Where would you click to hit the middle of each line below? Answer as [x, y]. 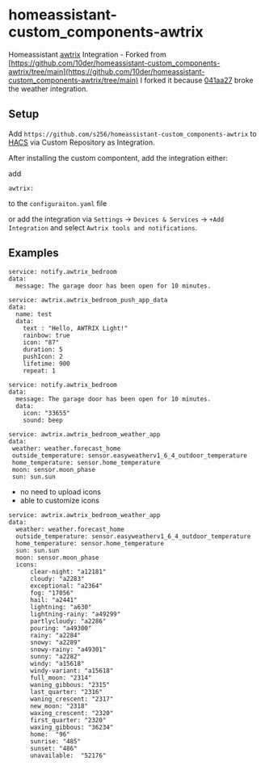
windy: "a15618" [57, 663]
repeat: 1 [40, 370]
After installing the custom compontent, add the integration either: [118, 158]
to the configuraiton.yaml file [58, 203]
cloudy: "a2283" [57, 579]
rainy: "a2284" [55, 635]
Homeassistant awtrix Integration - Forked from [88, 54]
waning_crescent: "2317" [72, 699]
